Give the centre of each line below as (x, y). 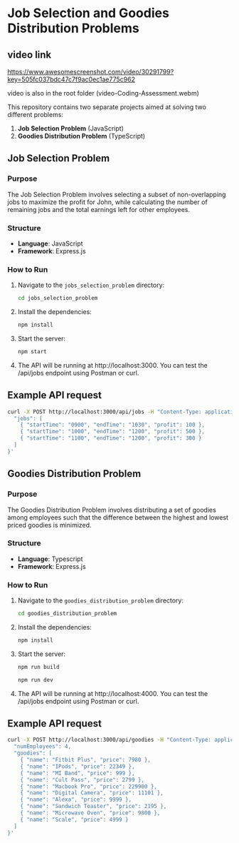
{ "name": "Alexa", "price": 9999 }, (76, 800)
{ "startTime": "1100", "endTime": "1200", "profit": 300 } (111, 438)
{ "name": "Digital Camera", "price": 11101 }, (92, 793)
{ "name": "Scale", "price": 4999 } (75, 819)
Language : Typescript (50, 559)
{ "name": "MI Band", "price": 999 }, (78, 773)
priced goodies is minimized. (49, 525)
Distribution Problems (74, 28)
